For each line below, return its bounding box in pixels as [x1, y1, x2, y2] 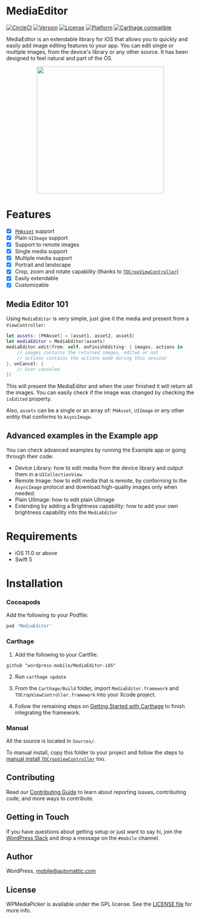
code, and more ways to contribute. [6, 795, 94, 802]
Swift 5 [14, 556, 33, 563]
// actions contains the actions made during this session [17, 355, 167, 361]
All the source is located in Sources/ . [6, 737, 96, 745]
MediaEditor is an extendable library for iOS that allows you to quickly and [6, 35, 188, 42]
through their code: [6, 453, 54, 460]
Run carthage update [14, 673, 67, 680]
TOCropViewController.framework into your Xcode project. [14, 691, 156, 698]
